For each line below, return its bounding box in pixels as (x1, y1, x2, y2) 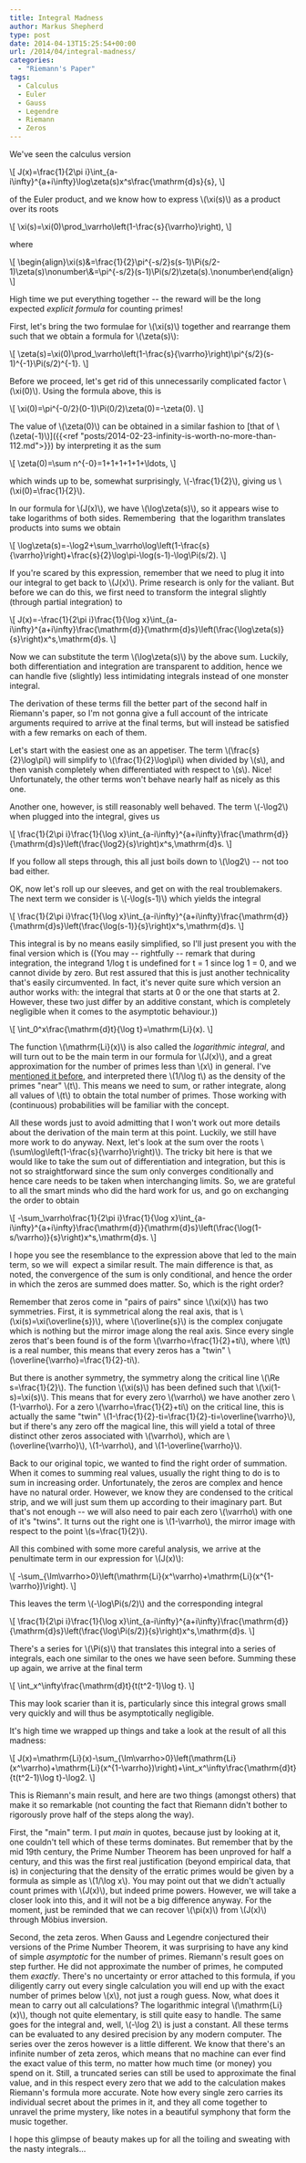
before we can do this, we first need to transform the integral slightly (9, 587, 267, 598)
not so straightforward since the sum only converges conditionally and (9, 1165, 274, 1176)
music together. (9, 2116, 68, 2126)
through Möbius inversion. (9, 1914, 107, 1925)
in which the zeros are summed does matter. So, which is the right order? (9, 1279, 284, 1290)
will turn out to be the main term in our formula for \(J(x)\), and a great (9, 1051, 272, 1061)
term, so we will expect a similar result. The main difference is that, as (9, 1259, 273, 1270)
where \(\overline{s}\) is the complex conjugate (105, 1316, 283, 1326)
